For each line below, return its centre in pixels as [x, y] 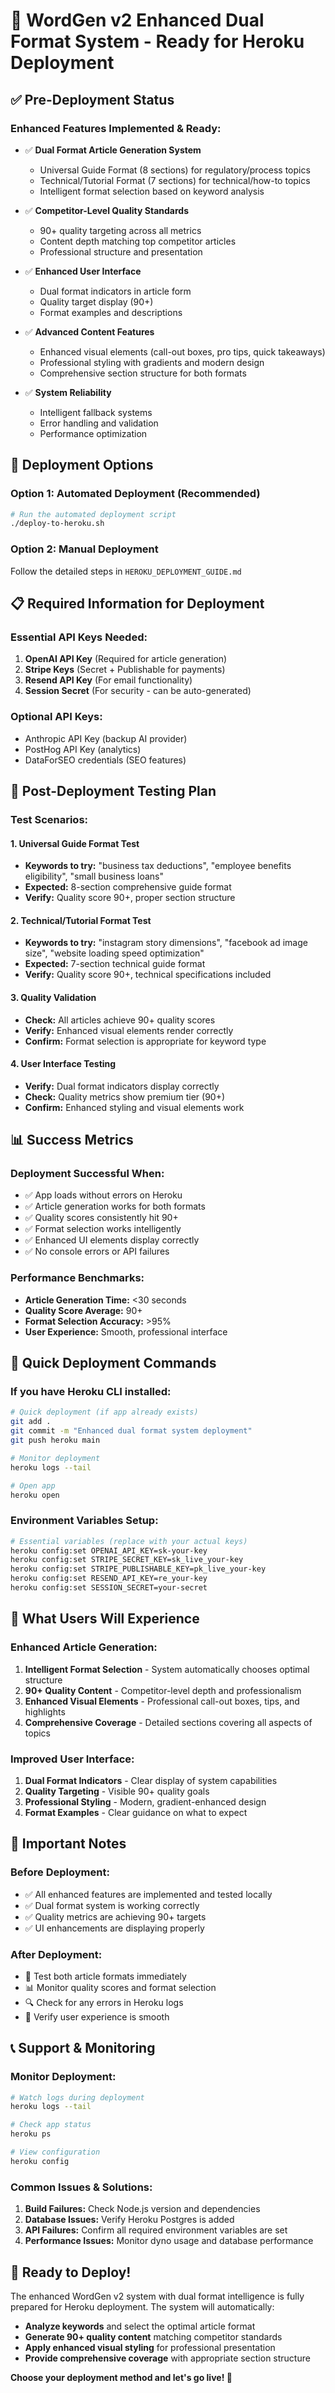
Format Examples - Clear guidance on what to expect [136, 1812]
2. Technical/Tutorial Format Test [81, 920]
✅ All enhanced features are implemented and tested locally [148, 1894]
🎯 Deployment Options [82, 465]
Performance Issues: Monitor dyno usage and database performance [169, 2241]
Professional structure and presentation [121, 251]
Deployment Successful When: [87, 1174]
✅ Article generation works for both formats [115, 1206]
